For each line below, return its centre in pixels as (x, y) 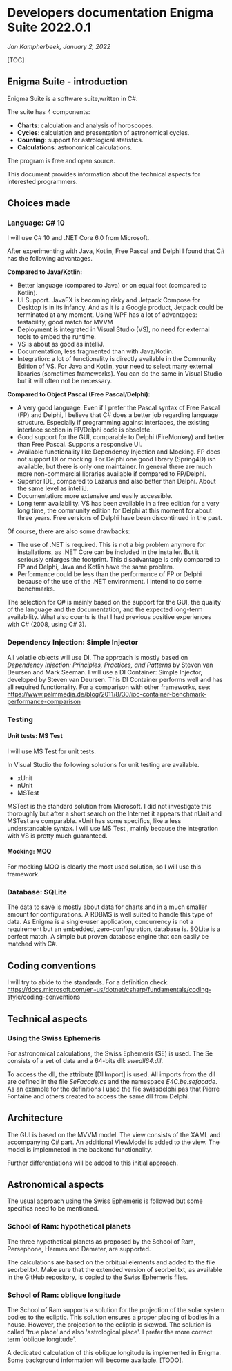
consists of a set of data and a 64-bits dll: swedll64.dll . (85, 1060)
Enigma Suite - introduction (67, 82)
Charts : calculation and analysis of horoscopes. (85, 125)
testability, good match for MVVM (65, 322)
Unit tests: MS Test (35, 736)
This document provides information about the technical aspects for (104, 174)
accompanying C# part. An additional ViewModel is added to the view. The (113, 1142)
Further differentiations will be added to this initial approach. (93, 1163)
